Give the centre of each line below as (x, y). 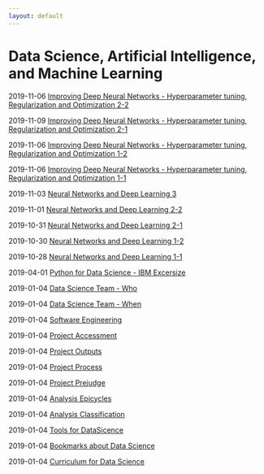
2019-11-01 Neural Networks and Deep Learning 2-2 (95, 209)
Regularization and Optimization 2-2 (69, 104)
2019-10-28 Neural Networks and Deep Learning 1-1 (95, 256)
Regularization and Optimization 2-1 (68, 129)
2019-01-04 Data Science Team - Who (73, 288)
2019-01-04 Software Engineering (65, 320)
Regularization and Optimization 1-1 (67, 178)
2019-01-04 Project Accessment (63, 335)
